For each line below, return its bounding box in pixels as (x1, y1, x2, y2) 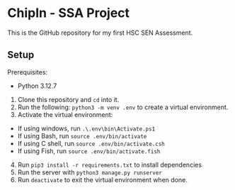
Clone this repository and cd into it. (17, 95, 120, 104)
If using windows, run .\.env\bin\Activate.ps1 (17, 124, 156, 133)
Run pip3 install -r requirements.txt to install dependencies (17, 160, 202, 169)
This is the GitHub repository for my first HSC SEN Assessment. (7, 28, 193, 37)
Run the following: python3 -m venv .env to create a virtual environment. (17, 103, 229, 111)
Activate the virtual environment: (17, 110, 113, 118)
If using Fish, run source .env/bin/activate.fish (17, 147, 161, 155)
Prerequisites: (7, 67, 48, 76)
